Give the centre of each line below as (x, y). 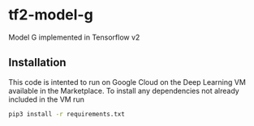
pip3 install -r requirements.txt (67, 114)
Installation (37, 63)
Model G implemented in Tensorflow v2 (74, 37)
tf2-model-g (51, 15)
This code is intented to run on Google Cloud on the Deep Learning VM (127, 82)
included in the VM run (47, 99)
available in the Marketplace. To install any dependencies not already (124, 90)
